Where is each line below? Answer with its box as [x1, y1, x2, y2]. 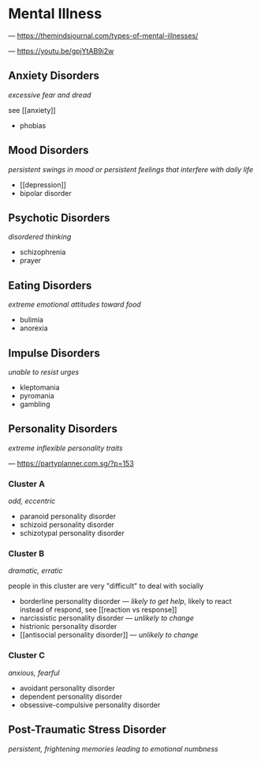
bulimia [19, 315, 43, 325]
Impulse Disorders [8, 346, 100, 360]
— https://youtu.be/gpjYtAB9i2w [8, 46, 114, 55]
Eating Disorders [8, 278, 92, 292]
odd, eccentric [8, 496, 56, 506]
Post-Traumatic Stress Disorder [8, 723, 167, 737]
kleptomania [19, 382, 61, 392]
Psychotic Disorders [8, 211, 110, 224]
